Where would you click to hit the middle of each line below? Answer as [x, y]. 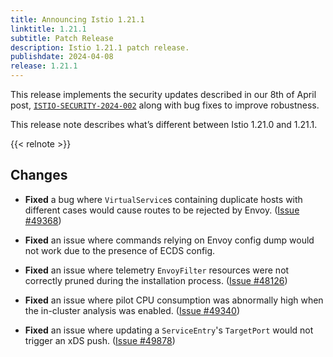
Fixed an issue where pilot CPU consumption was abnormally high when [174, 300]
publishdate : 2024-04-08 [62, 57]
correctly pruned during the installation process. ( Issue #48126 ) [156, 280]
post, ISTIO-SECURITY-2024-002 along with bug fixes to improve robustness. [165, 105]
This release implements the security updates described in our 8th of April [163, 94]
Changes [39, 175]
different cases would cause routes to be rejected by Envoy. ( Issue [162, 210]
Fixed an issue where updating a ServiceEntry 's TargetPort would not [169, 330]
